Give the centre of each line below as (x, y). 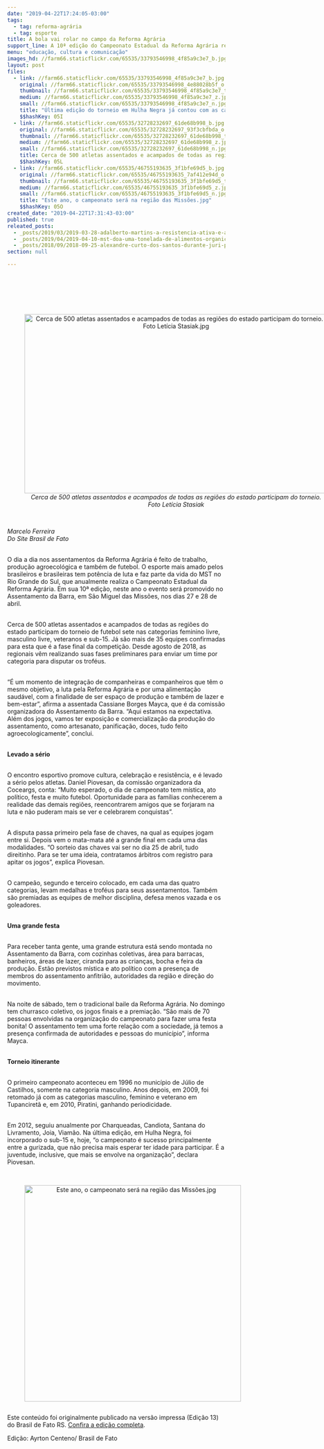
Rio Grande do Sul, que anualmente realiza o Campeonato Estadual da (107, 581)
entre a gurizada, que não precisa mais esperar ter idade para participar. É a (116, 1147)
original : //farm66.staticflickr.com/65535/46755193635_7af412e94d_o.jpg (128, 175)
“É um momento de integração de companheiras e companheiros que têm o (115, 682)
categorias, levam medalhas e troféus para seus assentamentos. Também (112, 890)
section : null (28, 252)
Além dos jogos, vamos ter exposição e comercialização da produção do (111, 719)
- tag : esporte (35, 33)
